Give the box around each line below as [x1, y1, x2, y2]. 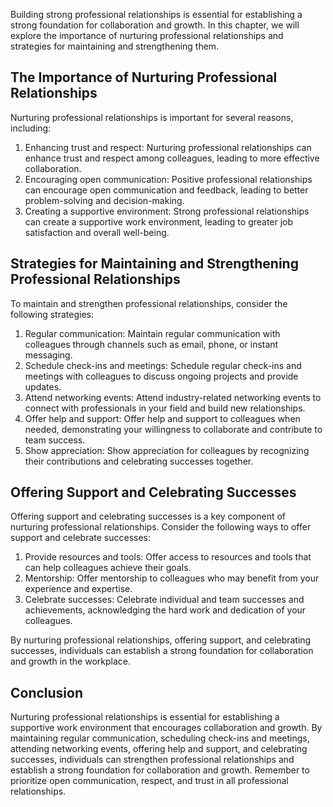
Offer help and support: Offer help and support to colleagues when [24, 412, 301, 424]
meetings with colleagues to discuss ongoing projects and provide [24, 370, 299, 382]
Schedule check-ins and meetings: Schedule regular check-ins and [24, 359, 302, 371]
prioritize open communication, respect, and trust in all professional [10, 775, 289, 787]
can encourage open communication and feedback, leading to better [24, 184, 309, 196]
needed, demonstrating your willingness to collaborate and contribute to [24, 423, 323, 435]
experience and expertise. [24, 583, 133, 595]
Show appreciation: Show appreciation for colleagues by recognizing [24, 444, 310, 456]
